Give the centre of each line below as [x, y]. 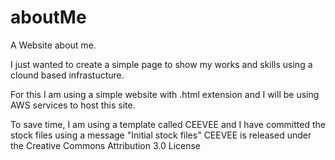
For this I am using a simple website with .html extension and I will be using [165, 94]
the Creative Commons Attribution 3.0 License [106, 145]
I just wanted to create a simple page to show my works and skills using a [161, 64]
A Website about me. [53, 45]
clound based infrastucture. [67, 75]
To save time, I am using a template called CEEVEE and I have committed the [168, 124]
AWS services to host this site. [73, 105]
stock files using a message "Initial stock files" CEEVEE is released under [161, 135]
